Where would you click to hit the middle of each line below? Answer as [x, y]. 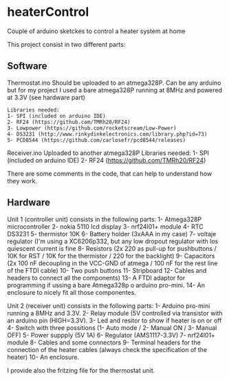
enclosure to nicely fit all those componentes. [72, 292]
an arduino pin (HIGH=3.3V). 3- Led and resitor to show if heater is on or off [115, 320]
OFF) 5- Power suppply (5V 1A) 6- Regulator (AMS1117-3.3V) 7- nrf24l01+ [111, 335]
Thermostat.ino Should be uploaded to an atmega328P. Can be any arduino [114, 83]
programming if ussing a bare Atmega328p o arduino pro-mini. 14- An [106, 285]
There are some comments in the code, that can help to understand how [110, 174]
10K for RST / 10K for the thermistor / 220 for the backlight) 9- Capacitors [111, 256]
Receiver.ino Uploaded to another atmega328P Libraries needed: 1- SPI [108, 153]
